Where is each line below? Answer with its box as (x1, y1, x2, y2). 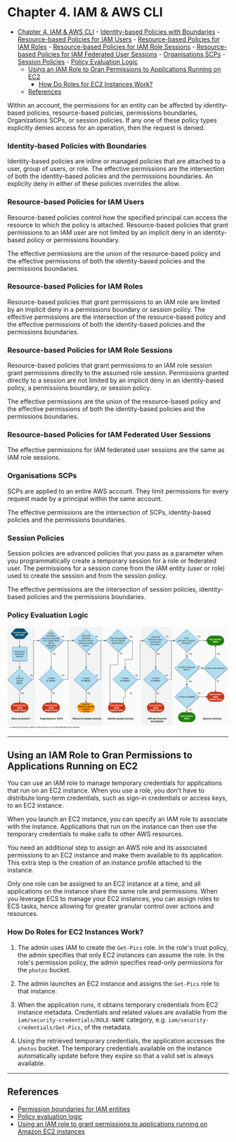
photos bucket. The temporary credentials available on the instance (17, 1043, 212, 1053)
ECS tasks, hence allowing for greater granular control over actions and (7, 902, 214, 910)
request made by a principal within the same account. (7, 494, 163, 503)
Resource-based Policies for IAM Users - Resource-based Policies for (17, 34, 221, 43)
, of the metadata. (80, 1022, 132, 1031)
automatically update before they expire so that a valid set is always (17, 1051, 214, 1060)
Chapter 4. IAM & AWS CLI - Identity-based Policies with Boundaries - (17, 27, 220, 36)
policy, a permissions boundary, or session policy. (7, 384, 152, 392)
